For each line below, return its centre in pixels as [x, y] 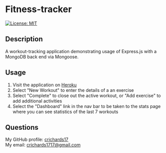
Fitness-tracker [39, 9]
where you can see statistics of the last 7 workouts [65, 112]
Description [24, 39]
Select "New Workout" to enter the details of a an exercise [73, 90]
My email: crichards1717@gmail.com [43, 145]
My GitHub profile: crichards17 [37, 139]
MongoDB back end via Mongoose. [42, 57]
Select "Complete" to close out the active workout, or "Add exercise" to [87, 95]
